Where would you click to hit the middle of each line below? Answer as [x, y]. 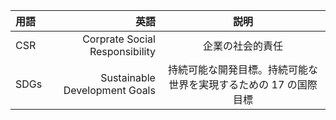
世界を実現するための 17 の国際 [243, 84]
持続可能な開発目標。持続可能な [242, 69]
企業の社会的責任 [242, 46]
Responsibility [122, 51]
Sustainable [128, 77]
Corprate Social [119, 39]
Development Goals [109, 90]
